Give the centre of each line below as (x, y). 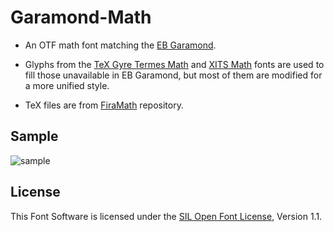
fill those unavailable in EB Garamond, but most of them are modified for (173, 75)
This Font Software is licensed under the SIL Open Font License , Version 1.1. (166, 216)
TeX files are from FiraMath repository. (104, 105)
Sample (34, 136)
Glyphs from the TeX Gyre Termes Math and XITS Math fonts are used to (174, 64)
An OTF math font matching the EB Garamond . (120, 45)
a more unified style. (67, 85)
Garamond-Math (81, 17)
